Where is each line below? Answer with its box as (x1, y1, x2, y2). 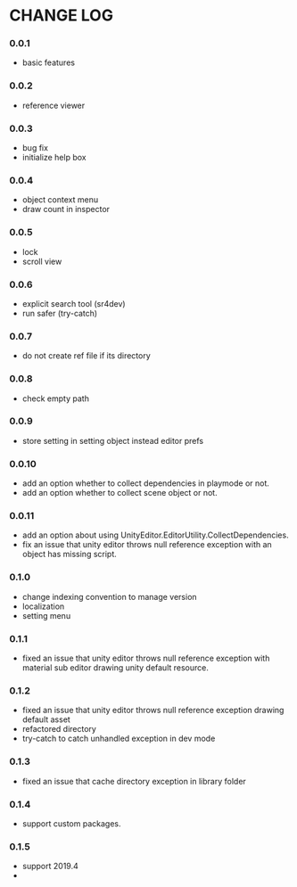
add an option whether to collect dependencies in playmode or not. (21, 478, 270, 489)
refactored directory (21, 724, 96, 735)
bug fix (21, 143, 49, 153)
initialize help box (21, 152, 87, 163)
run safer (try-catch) (21, 308, 98, 318)
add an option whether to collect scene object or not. (21, 488, 218, 498)
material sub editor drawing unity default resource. (21, 662, 210, 673)
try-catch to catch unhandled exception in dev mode (21, 733, 216, 744)
